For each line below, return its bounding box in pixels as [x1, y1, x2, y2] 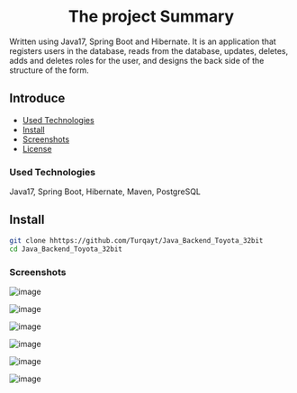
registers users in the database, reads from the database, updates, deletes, [9, 45, 289, 56]
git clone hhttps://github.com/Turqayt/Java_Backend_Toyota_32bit [9, 236, 264, 245]
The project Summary [67, 6, 235, 27]
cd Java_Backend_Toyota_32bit [9, 245, 123, 254]
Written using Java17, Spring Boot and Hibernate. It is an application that [9, 36, 276, 47]
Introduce [9, 91, 66, 106]
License [22, 143, 52, 154]
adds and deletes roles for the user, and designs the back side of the [9, 55, 265, 66]
